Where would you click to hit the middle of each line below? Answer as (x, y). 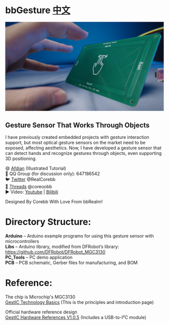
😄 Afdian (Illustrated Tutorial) (36, 169)
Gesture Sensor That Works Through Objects (77, 125)
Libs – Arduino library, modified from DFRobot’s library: (62, 247)
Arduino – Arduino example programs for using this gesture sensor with (80, 236)
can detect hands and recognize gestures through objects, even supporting (83, 153)
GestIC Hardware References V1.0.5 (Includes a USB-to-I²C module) (76, 317)
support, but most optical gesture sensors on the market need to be (75, 143)
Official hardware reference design (41, 312)
